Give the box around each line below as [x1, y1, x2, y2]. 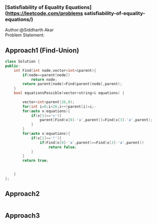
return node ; [31, 77, 57, 82]
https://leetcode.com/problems [7, 10, 83, 16]
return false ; [48, 144, 77, 149]
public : [5, 64, 21, 68]
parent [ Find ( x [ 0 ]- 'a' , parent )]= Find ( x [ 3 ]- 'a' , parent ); [39, 118, 153, 123]
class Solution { [5, 59, 40, 64]
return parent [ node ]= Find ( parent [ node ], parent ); [22, 81, 123, 86]
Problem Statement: [5, 32, 45, 38]
